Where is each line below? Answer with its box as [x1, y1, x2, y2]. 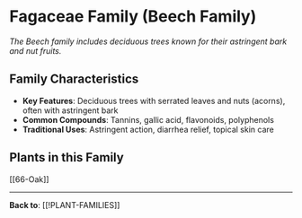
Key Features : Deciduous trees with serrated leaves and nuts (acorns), [22, 95, 286, 106]
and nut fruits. [9, 45, 62, 56]
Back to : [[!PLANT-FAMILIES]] [9, 199, 120, 210]
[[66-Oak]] [9, 173, 49, 185]
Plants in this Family [9, 150, 124, 165]
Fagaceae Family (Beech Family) [9, 6, 257, 27]
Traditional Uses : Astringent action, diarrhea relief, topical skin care [22, 124, 274, 135]
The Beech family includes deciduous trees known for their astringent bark [9, 36, 288, 47]
